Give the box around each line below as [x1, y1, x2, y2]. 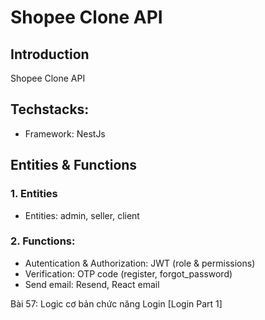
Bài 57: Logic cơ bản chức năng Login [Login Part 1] [10, 297, 223, 310]
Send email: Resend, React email [24, 278, 160, 290]
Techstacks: [10, 101, 90, 118]
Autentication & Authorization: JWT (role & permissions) [24, 257, 256, 269]
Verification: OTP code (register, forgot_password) [24, 267, 233, 280]
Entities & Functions [10, 157, 138, 174]
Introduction [10, 46, 90, 63]
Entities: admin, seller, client [24, 209, 140, 221]
